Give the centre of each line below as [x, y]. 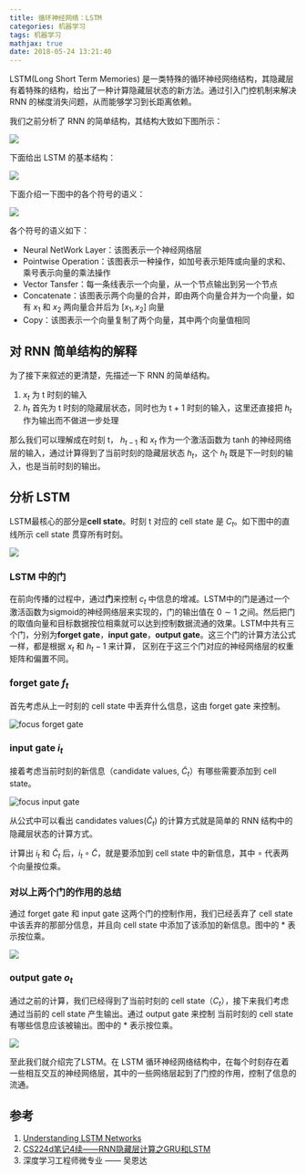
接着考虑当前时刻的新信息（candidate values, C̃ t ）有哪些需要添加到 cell [143, 772]
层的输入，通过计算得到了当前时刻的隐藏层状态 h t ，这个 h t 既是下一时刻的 [148, 454]
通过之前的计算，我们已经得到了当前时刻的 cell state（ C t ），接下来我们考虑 [149, 1002]
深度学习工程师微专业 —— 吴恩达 [85, 1160]
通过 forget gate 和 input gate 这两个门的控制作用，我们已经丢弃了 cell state [151, 914]
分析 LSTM [40, 498]
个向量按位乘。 [37, 866]
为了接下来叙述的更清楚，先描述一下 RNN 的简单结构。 [112, 375]
